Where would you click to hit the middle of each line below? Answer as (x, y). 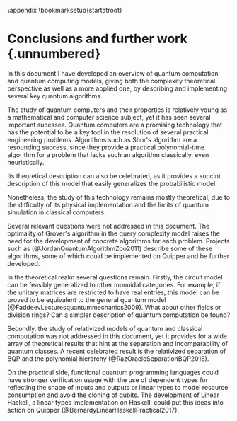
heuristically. (26, 162)
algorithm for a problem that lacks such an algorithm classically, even (108, 154)
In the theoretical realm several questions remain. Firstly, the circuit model (115, 277)
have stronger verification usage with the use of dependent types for (108, 380)
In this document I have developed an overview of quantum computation (113, 73)
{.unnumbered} (54, 54)
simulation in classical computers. (57, 212)
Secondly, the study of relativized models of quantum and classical (105, 328)
